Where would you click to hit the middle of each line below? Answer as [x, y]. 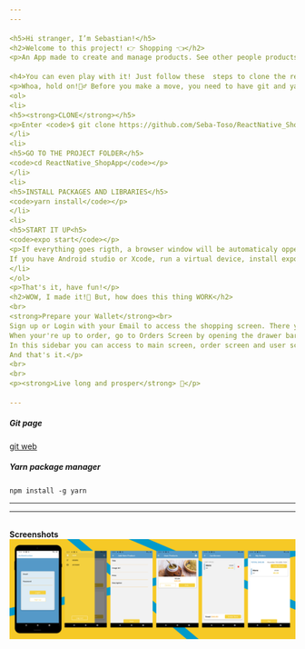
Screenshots [34, 534]
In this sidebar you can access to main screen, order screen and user [148, 345]
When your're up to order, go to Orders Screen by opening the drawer [146, 335]
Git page [26, 424]
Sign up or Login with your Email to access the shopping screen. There [150, 326]
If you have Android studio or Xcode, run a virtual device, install [144, 259]
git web [24, 446]
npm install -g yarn [49, 491]
